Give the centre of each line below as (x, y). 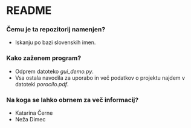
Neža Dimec (30, 120)
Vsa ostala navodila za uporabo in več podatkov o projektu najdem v (100, 78)
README (29, 11)
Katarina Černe (34, 113)
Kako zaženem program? (44, 58)
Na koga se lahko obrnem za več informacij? (73, 100)
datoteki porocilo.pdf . (42, 84)
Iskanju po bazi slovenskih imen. (55, 42)
